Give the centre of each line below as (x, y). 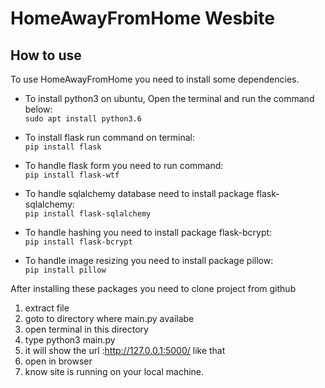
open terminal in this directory (86, 329)
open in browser (58, 361)
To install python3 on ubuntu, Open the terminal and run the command (169, 98)
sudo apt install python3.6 (83, 119)
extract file (47, 308)
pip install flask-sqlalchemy (88, 214)
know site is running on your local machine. (114, 371)
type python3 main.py (70, 340)
